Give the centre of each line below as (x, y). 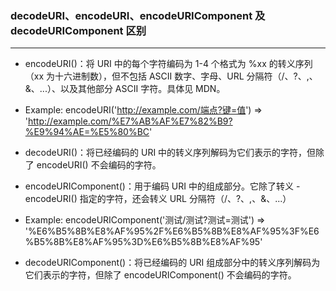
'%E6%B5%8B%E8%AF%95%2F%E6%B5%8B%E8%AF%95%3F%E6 (172, 231)
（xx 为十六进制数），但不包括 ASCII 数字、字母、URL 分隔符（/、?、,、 (171, 76)
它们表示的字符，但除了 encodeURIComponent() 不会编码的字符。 (160, 275)
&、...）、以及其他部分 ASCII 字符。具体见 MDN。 (125, 89)
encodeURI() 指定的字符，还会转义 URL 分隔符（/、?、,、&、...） (158, 199)
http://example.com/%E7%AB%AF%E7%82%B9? (130, 121)
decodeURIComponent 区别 (78, 30)
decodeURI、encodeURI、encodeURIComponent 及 (138, 15)
